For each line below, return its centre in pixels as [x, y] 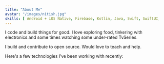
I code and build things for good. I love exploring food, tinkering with [74, 32]
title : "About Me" [24, 9]
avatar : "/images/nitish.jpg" [36, 14]
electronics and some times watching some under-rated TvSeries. [71, 37]
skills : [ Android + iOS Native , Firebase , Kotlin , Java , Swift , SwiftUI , [83, 18]
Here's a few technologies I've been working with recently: [64, 56]
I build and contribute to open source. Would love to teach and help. [73, 47]
